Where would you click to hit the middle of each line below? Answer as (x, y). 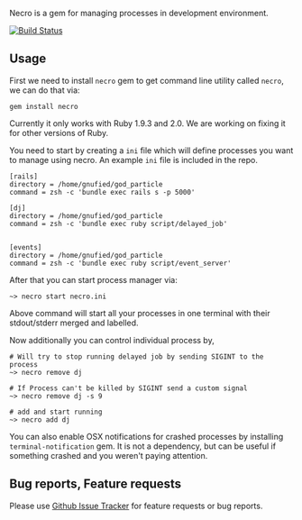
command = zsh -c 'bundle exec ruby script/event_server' (120, 263)
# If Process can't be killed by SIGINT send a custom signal (128, 388)
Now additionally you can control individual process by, (112, 340)
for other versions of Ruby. (59, 132)
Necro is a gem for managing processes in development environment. (139, 13)
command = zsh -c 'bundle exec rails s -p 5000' (102, 192)
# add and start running (56, 412)
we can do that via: (45, 90)
